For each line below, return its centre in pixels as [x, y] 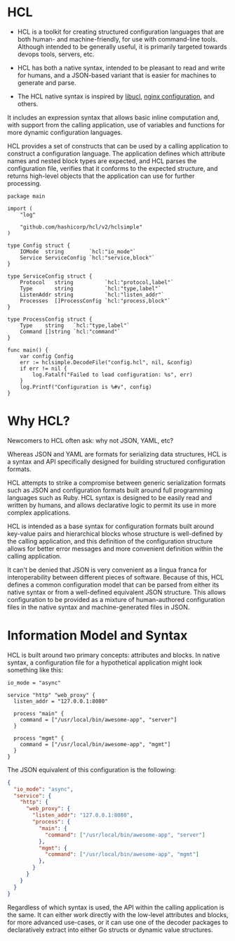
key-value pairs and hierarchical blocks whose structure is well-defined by [115, 533]
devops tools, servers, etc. [56, 54]
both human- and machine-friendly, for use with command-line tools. [117, 39]
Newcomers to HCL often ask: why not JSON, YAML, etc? [90, 440]
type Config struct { [39, 245]
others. [28, 103]
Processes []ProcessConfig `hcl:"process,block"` [95, 301]
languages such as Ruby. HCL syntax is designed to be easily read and [110, 497]
